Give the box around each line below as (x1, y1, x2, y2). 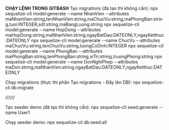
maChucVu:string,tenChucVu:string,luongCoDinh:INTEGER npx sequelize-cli (5, 43, 164, 48)
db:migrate (11, 85, 34, 91)
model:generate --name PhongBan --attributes (5, 48, 103, 54)
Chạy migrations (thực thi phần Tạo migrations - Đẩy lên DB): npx (5, 79, 141, 85)
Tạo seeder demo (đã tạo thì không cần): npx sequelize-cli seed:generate (5, 104, 158, 110)
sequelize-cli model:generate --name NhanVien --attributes (5, 11, 130, 17)
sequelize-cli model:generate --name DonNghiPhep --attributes (5, 59, 138, 64)
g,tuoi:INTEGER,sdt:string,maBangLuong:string (5, 21, 103, 27)
